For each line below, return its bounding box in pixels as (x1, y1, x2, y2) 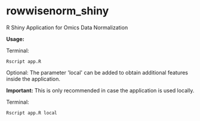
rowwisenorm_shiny (6, 4, 109, 18)
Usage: (6, 35, 25, 42)
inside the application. (6, 75, 61, 82)
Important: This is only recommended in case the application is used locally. (6, 86, 195, 94)
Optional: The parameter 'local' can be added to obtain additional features (6, 69, 189, 76)
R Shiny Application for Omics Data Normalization (6, 24, 128, 31)
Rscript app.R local (6, 110, 58, 116)
